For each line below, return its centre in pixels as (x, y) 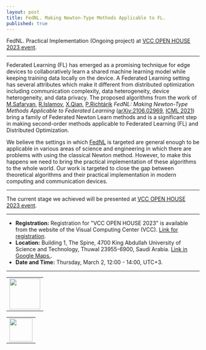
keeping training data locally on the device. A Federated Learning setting (98, 78)
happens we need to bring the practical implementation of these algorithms (101, 162)
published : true (27, 23)
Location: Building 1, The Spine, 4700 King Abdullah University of (98, 243)
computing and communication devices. (57, 181)
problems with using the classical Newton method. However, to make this (99, 155)
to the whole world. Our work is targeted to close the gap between (90, 168)
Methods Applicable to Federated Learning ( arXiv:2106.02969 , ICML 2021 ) (101, 111)
